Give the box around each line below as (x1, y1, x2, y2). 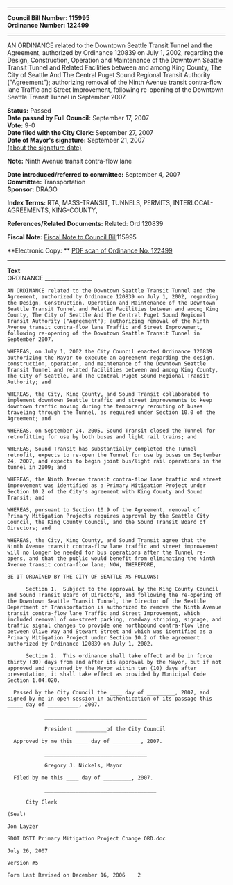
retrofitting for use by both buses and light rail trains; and (7, 433, 197, 440)
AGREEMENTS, (7, 206, 51, 214)
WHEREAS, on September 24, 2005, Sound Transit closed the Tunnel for (7, 427, 216, 434)
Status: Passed (7, 106, 52, 115)
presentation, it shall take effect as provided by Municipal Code (7, 671, 207, 678)
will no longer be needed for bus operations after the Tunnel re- (7, 549, 207, 556)
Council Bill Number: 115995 (7, 14, 90, 22)
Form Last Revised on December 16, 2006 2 (7, 872, 141, 879)
